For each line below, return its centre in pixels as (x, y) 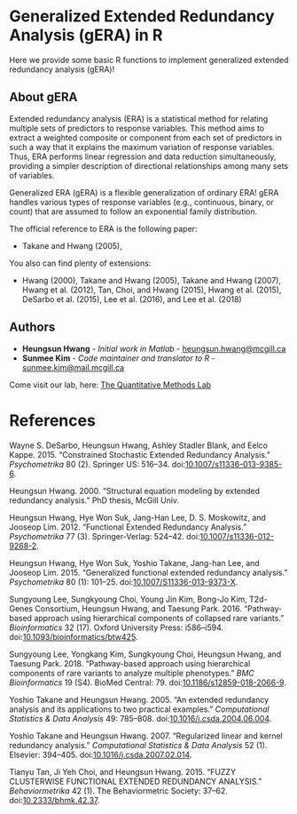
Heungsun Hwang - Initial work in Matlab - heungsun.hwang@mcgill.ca (154, 348)
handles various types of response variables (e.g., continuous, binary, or (142, 202)
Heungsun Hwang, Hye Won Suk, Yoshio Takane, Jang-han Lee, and (134, 563)
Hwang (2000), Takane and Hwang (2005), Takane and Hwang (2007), (152, 280)
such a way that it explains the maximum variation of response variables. (142, 147)
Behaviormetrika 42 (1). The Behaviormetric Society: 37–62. (119, 790)
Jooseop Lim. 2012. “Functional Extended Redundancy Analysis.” (128, 527)
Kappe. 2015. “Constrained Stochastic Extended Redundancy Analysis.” (140, 454)
